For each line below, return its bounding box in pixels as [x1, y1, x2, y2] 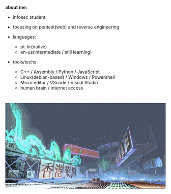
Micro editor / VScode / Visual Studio [20, 80, 98, 85]
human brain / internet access [20, 85, 83, 91]
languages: [12, 34, 37, 40]
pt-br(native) [20, 44, 47, 50]
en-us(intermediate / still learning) [20, 49, 92, 55]
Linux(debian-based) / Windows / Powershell [20, 74, 116, 80]
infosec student [12, 14, 46, 20]
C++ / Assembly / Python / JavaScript [20, 69, 100, 75]
